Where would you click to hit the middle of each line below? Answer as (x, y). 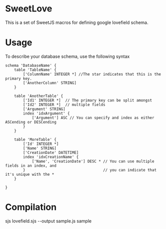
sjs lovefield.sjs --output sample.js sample (48, 221)
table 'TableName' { (35, 70)
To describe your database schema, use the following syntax (68, 56)
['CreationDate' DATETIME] (51, 152)
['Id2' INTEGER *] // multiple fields (64, 105)
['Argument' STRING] (44, 109)
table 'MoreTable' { (35, 139)
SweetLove (29, 9)
